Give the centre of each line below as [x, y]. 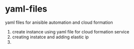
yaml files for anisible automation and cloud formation [59, 22]
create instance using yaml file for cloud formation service [71, 32]
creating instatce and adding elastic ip [50, 37]
